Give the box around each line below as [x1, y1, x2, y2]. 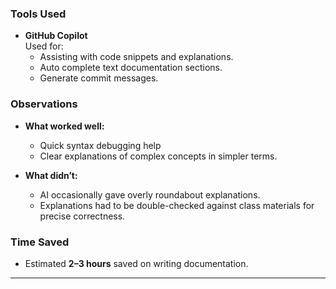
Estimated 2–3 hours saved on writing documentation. [24, 257, 249, 269]
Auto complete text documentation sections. [39, 62, 223, 74]
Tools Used [10, 7, 67, 21]
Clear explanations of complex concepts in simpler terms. [39, 150, 278, 162]
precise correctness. [39, 210, 126, 222]
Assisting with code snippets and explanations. [39, 51, 234, 63]
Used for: [24, 40, 64, 52]
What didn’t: [24, 169, 78, 181]
